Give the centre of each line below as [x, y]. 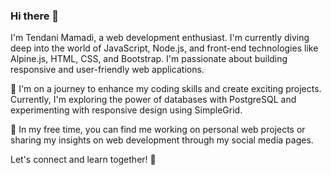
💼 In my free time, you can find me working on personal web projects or [158, 130]
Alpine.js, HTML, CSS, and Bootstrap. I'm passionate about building [149, 59]
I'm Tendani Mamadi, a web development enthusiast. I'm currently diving [160, 38]
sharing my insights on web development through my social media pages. [162, 140]
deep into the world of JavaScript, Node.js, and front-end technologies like [164, 48]
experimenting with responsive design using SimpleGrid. [126, 110]
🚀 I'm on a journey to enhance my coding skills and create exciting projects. [166, 89]
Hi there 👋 [35, 16]
